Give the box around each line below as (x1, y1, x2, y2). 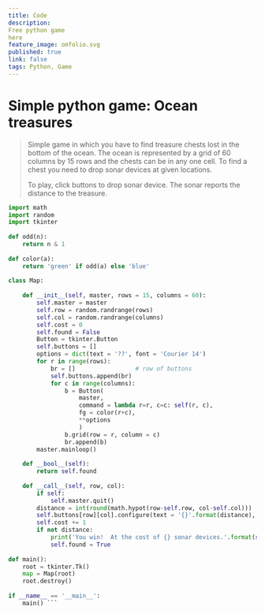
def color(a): (8, 255, 55, 262)
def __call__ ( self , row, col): (22, 482, 125, 489)
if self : (36, 489, 65, 497)
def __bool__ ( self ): (22, 460, 90, 468)
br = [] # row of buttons (50, 364, 192, 373)
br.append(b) (64, 438, 108, 446)
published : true (8, 48, 62, 56)
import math (8, 203, 47, 211)
